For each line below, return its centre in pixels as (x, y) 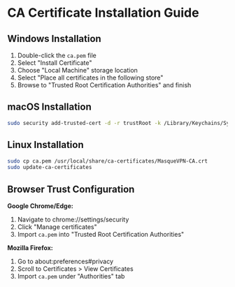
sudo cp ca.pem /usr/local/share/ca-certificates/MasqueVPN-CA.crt (108, 161)
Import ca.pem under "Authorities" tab (71, 277)
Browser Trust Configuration (71, 189)
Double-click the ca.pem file (57, 55)
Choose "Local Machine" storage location (78, 70)
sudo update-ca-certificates (50, 168)
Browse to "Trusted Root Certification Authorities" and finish (104, 85)
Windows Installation (54, 39)
